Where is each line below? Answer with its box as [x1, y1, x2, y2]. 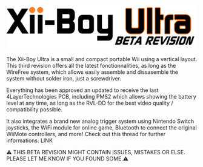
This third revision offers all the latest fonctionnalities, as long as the [6, 62, 176, 69]
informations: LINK [6, 137, 53, 144]
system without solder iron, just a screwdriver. [6, 74, 122, 82]
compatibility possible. [6, 105, 62, 113]
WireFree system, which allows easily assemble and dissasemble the [6, 68, 179, 76]
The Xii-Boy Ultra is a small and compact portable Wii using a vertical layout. [6, 55, 198, 62]
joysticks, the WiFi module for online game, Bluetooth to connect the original [6, 123, 197, 131]
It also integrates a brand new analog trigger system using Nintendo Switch [6, 117, 195, 125]
